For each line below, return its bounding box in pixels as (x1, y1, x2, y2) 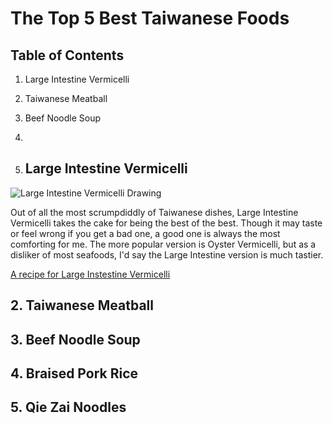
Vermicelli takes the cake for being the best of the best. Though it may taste (10, 217, 323, 229)
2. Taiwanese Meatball (10, 297, 154, 314)
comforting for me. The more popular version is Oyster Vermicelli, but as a (10, 238, 317, 250)
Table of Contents (10, 47, 125, 64)
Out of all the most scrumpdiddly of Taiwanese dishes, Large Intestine (10, 206, 299, 218)
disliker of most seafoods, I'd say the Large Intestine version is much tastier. (10, 248, 324, 261)
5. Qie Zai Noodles (10, 399, 127, 416)
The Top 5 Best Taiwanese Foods (10, 7, 290, 30)
